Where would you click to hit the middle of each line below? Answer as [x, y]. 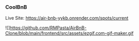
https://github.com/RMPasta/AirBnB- [48, 28]
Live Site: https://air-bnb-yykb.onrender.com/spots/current [67, 18]
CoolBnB [16, 7]
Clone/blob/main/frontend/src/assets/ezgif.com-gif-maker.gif [69, 33]
